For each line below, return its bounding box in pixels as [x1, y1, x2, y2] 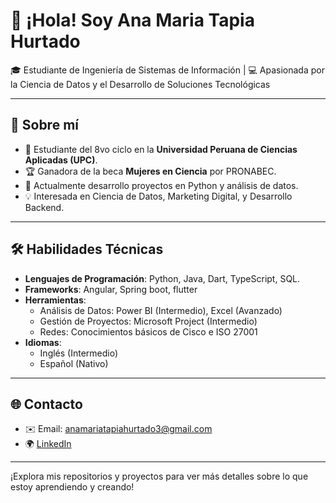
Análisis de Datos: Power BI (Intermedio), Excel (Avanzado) [39, 304, 283, 316]
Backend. [24, 201, 65, 213]
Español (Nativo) [39, 357, 109, 369]
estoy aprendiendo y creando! [10, 481, 135, 493]
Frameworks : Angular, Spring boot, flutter [24, 283, 198, 295]
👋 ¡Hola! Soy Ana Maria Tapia [10, 9, 255, 32]
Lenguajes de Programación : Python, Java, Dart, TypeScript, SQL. [24, 272, 301, 284]
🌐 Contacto [10, 395, 83, 413]
